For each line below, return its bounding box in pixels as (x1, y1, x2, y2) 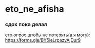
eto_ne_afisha (5, 3, 64, 15)
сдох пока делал (5, 21, 47, 28)
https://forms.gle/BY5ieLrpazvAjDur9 (5, 37, 81, 43)
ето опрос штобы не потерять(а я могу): (5, 32, 91, 38)
